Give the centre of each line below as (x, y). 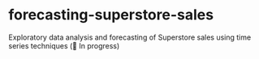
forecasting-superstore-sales (111, 15)
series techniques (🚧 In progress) (64, 45)
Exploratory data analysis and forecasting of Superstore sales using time (130, 37)
